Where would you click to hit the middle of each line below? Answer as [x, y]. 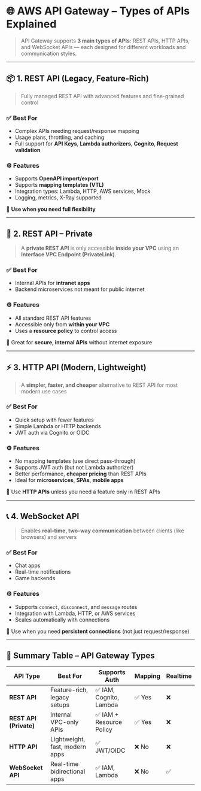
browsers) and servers [49, 537]
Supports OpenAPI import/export [57, 178]
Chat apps [28, 566]
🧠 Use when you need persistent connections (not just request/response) [98, 631]
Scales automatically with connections [62, 619]
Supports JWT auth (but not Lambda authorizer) [74, 468]
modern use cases [44, 391]
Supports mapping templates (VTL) [59, 185]
